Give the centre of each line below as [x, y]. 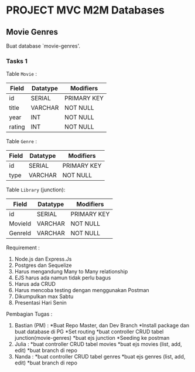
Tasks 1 [17, 61]
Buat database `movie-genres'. [43, 46]
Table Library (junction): [36, 190]
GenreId [20, 234]
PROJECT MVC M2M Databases [85, 10]
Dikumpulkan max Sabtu [44, 296]
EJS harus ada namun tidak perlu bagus [63, 278]
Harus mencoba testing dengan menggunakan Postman [82, 290]
